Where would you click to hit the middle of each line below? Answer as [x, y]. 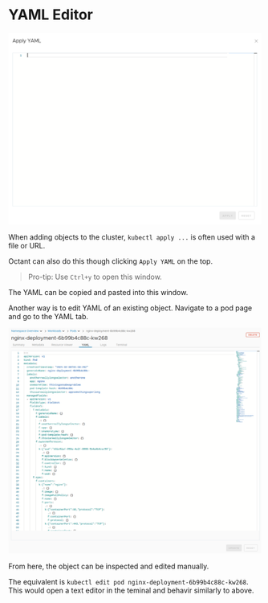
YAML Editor [51, 15]
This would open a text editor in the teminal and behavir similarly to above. [131, 590]
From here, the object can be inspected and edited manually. [109, 566]
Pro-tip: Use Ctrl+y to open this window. [95, 277]
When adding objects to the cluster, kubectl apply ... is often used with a [132, 237]
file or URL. [27, 246]
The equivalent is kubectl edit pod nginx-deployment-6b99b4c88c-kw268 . [128, 581]
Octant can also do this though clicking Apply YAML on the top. [111, 261]
